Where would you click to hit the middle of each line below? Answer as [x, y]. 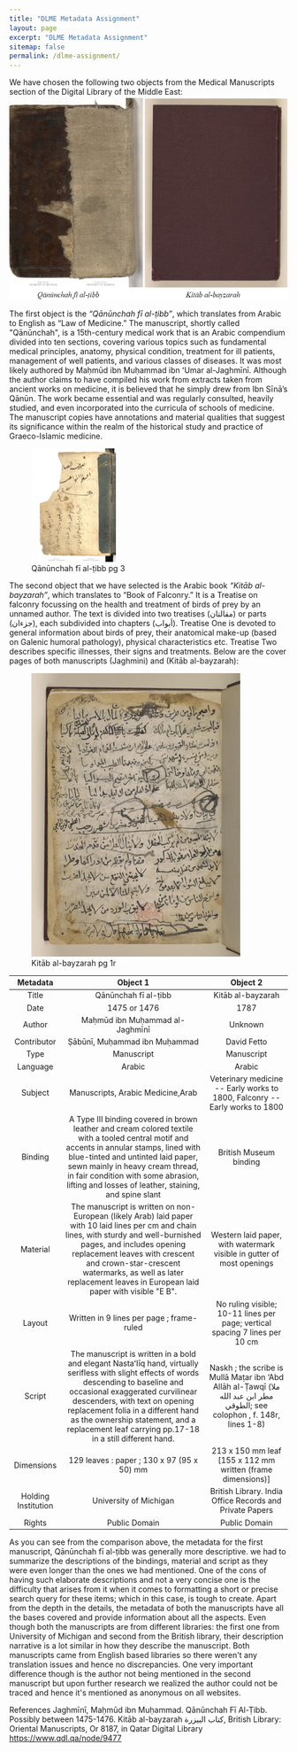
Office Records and [247, 1500]
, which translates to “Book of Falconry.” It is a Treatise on [152, 594]
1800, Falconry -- [246, 1097]
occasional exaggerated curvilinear [133, 1392]
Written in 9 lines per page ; [119, 1318]
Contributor [35, 1042]
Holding [35, 1496]
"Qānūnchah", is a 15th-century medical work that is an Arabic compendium [147, 332]
